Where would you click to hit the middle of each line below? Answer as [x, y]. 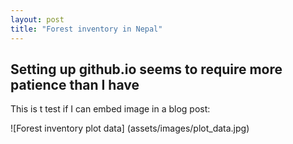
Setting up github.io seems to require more [146, 69]
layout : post [37, 19]
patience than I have [75, 84]
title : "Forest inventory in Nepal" [86, 29]
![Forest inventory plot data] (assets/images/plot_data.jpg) [130, 128]
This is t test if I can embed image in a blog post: [110, 109]
